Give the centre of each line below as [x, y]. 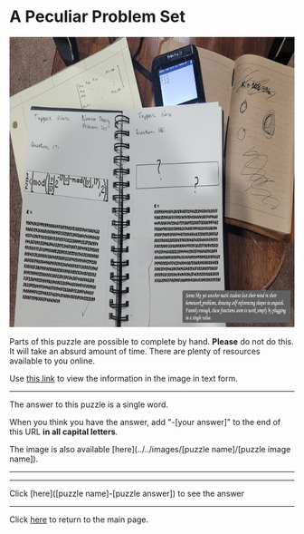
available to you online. [52, 361]
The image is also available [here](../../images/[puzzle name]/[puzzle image [150, 449]
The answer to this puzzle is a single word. [89, 404]
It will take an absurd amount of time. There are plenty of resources [135, 351]
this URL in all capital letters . [64, 432]
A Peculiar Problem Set [97, 17]
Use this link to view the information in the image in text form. [123, 378]
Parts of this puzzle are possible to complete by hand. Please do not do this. [152, 341]
